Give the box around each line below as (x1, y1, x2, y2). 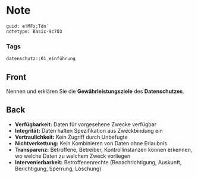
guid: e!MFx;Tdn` (6, 23, 49, 29)
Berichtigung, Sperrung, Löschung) (14, 165, 102, 172)
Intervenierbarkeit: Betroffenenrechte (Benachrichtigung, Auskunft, (14, 158, 182, 165)
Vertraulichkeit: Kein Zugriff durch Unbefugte (14, 133, 128, 140)
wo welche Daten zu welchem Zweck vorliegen (14, 152, 131, 160)
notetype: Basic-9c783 (6, 28, 62, 35)
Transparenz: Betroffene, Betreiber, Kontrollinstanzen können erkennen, (14, 146, 193, 153)
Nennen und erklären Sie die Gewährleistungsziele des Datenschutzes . (6, 88, 184, 95)
